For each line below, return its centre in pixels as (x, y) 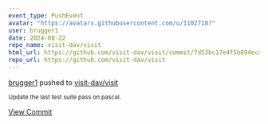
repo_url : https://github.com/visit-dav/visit (87, 60)
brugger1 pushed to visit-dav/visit (63, 82)
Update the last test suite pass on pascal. (65, 97)
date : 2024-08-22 (37, 38)
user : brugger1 (33, 30)
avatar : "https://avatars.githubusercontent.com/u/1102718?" (112, 23)
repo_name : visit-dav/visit (55, 45)
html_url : (25, 52)
